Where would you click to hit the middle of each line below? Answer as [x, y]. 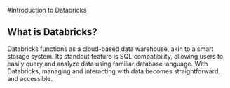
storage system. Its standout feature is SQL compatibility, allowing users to [115, 56]
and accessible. [30, 78]
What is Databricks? [53, 32]
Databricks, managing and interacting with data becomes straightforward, [114, 71]
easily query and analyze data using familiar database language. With [108, 64]
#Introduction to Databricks [47, 10]
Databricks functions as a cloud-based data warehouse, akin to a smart [110, 49]
